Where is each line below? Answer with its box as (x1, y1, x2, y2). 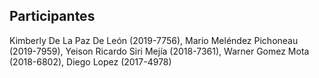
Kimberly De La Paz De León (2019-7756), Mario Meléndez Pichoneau (9, 34, 299, 46)
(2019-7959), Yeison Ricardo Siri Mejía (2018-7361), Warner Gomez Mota (9, 45, 310, 57)
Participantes (9, 8, 96, 25)
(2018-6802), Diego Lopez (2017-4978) (9, 55, 172, 68)
